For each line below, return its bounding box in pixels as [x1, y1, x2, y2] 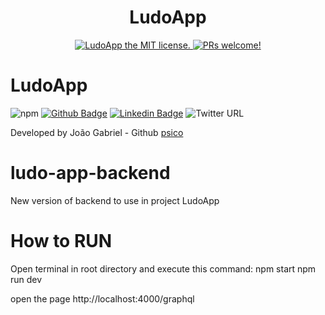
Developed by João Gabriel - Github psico [10, 126, 184, 138]
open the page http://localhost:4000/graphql [10, 292, 195, 305]
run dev [10, 273, 43, 285]
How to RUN [10, 230, 113, 252]
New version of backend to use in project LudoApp [10, 194, 220, 206]
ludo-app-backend [10, 162, 171, 185]
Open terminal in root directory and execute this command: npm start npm [10, 262, 317, 275]
